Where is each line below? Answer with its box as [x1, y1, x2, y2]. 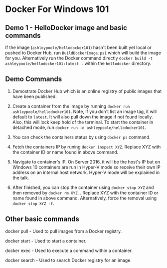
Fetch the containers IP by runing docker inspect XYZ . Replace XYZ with [12, 143, 161, 149]
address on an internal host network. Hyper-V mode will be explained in [12, 169, 160, 175]
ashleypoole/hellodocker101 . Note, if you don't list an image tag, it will [12, 108, 157, 114]
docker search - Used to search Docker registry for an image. [5, 257, 132, 263]
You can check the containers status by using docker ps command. [12, 134, 151, 140]
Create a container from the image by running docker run [12, 103, 130, 109]
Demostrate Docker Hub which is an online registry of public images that [12, 88, 162, 94]
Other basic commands [5, 215, 80, 223]
